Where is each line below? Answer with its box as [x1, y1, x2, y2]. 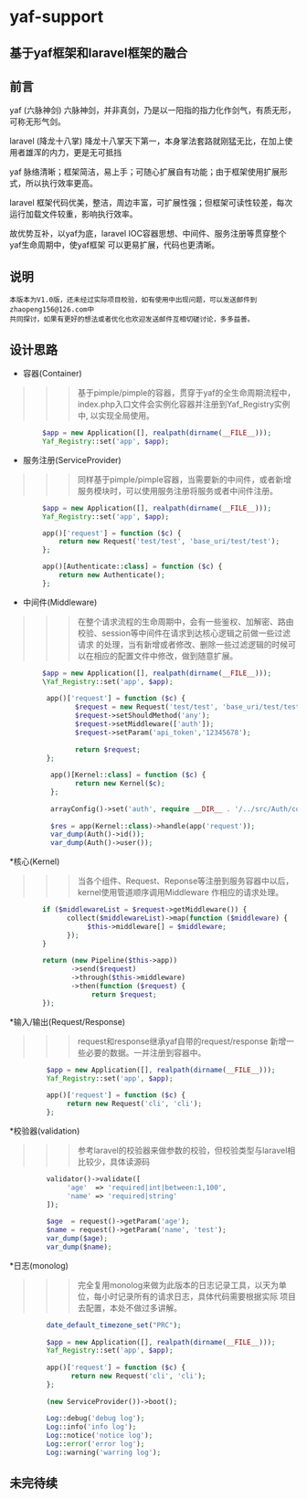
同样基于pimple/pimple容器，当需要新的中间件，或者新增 [77, 473, 292, 485]
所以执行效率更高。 [25, 178, 98, 189]
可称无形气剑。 [9, 116, 66, 127]
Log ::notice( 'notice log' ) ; [46, 1431, 153, 1441]
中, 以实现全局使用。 [77, 410, 155, 421]
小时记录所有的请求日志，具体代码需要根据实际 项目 [101, 1291, 297, 1302]
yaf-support [9, 6, 104, 27]
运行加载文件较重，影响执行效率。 [9, 208, 138, 220]
